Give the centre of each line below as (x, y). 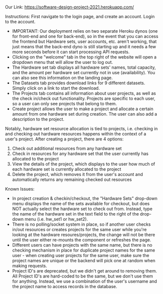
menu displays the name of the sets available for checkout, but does (81, 204)
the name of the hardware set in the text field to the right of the (75, 214)
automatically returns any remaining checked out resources (72, 179)
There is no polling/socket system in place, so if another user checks (81, 224)
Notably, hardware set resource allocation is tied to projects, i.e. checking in (81, 128)
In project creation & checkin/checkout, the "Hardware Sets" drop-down (85, 198)
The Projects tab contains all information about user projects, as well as (84, 93)
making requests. (30, 266)
